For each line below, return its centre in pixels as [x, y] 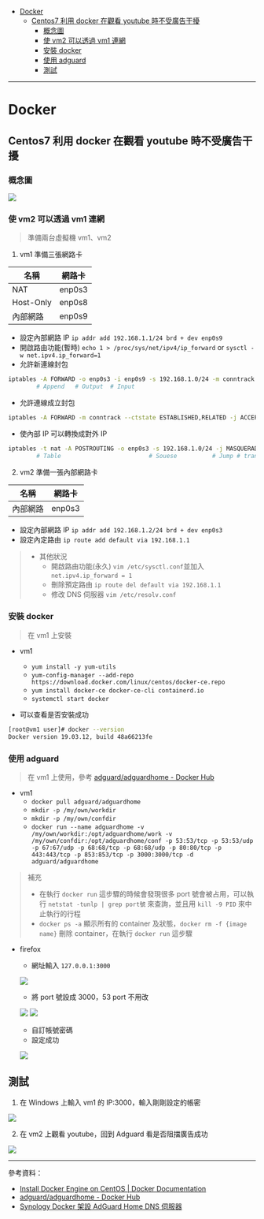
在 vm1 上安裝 [49, 635]
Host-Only [32, 303]
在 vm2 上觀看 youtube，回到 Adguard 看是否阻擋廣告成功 [114, 1134]
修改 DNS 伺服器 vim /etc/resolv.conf [114, 594]
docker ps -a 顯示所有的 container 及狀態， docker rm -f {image [143, 923]
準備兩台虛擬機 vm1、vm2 [69, 238]
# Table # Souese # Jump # [139, 456]
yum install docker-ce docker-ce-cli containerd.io [117, 690]
